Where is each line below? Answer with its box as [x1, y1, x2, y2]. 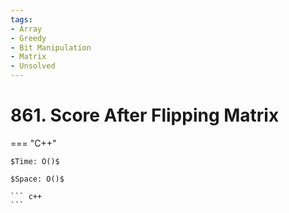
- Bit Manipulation [10, 42, 92, 53]
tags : [10, 14, 33, 25]
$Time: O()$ [10, 156, 60, 166]
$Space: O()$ [10, 174, 65, 184]
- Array [10, 24, 43, 34]
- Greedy [10, 33, 47, 43]
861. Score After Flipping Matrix [10, 104, 280, 127]
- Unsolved [10, 61, 56, 71]
